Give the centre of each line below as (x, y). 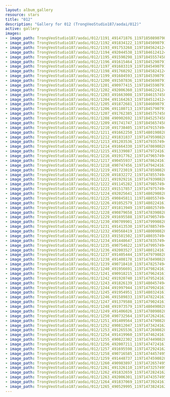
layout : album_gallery (29, 10)
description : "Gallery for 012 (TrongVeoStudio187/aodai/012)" (73, 24)
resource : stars (22, 15)
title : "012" (19, 19)
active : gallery (22, 29)
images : (13, 33)
